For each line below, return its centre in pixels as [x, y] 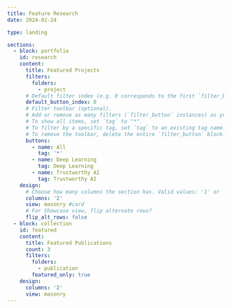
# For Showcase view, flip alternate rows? [89, 211]
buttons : [38, 141]
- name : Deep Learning [64, 160]
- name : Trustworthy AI [66, 173]
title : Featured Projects [62, 70]
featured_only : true [61, 275]
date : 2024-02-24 [32, 20]
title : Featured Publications [68, 243]
